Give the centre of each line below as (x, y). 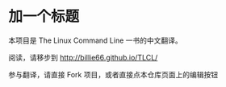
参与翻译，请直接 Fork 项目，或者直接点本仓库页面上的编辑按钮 (113, 74)
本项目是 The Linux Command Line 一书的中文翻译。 (96, 40)
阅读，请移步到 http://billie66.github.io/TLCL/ (83, 57)
